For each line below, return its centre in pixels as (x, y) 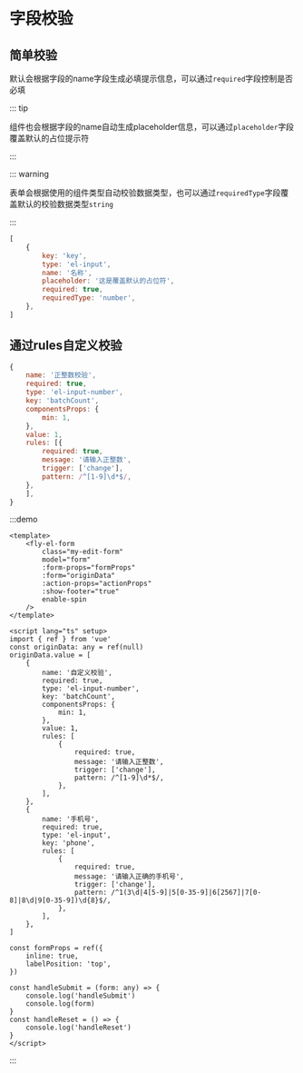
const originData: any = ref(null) (77, 647)
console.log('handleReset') (78, 1028)
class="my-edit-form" (83, 552)
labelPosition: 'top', (68, 964)
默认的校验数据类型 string (65, 204)
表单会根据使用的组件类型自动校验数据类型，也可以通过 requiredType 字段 (145, 193)
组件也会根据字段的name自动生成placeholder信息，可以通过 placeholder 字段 (152, 127)
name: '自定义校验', (78, 673)
